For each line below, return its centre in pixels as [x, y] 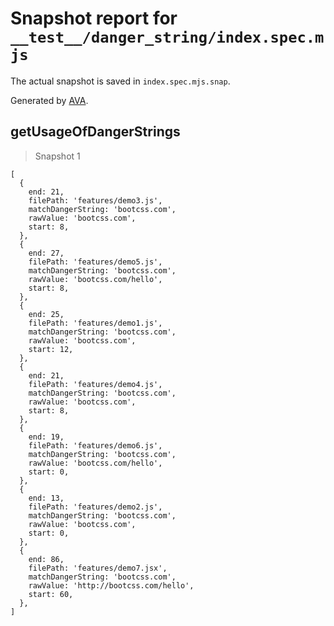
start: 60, [51, 594]
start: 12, [51, 349]
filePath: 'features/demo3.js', [95, 200]
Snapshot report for [94, 18]
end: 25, [46, 314]
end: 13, [46, 498]
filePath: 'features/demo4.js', [95, 384]
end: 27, [46, 253]
